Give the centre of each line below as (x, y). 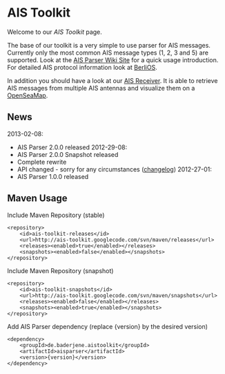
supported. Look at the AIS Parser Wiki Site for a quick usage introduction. (113, 59)
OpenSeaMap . (28, 95)
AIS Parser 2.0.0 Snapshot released (68, 154)
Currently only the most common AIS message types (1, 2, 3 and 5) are (108, 53)
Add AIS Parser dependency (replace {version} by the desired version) (108, 326)
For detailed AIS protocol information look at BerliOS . (82, 67)
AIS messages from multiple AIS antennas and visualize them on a (101, 88)
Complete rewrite (42, 162)
